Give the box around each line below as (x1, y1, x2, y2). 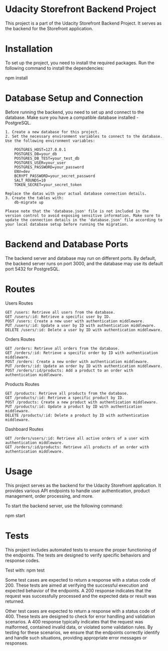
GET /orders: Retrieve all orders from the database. (5, 346, 120, 351)
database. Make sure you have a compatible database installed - (5, 114, 139, 120)
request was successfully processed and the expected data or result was (5, 593, 157, 599)
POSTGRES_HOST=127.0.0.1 (14, 147, 66, 152)
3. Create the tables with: (5, 195, 64, 201)
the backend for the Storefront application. (5, 25, 94, 31)
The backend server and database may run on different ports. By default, (5, 255, 156, 261)
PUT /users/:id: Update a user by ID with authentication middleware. (5, 323, 156, 328)
